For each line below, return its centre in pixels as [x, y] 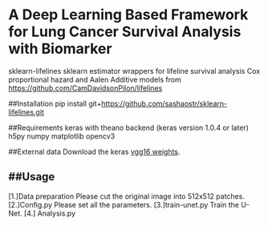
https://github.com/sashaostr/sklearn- [164, 103]
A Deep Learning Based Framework [128, 15]
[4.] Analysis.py [50, 213]
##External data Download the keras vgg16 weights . [94, 151]
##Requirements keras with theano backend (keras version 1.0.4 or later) [128, 127]
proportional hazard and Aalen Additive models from [95, 79]
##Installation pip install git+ [55, 103]
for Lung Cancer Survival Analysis [125, 32]
